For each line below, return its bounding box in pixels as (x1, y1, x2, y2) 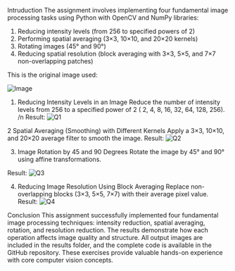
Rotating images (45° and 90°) (17, 42, 107, 50)
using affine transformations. (17, 155, 102, 163)
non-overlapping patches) (17, 57, 94, 65)
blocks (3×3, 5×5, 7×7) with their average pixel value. (53, 190, 209, 198)
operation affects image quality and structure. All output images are (7, 234, 203, 241)
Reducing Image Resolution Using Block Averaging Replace (17, 182, 190, 191)
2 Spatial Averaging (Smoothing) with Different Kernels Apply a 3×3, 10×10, (7, 127, 225, 134)
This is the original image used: (7, 70, 98, 79)
